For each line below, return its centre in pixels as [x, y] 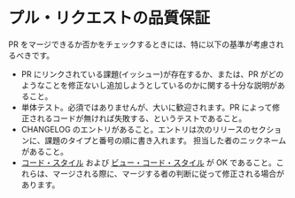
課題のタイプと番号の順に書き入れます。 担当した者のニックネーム [166, 140]
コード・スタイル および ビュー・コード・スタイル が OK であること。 [148, 162]
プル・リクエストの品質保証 [109, 18]
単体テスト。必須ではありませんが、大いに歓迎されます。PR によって [147, 107]
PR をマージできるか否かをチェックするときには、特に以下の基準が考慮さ [142, 44]
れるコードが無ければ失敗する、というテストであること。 [142, 118]
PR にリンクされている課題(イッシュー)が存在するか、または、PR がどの [152, 74]
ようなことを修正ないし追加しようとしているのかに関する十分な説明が [149, 85]
